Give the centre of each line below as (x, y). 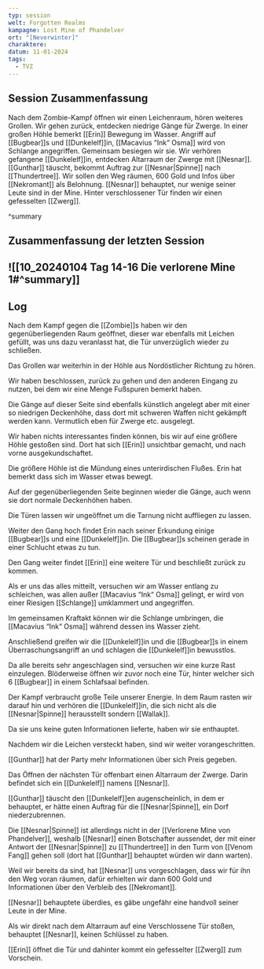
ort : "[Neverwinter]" (44, 37)
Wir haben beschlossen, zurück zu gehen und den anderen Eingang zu (123, 381)
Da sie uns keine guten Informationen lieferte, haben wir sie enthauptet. (124, 729)
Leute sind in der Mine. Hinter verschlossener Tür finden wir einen (115, 193)
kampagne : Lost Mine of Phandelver (66, 30)
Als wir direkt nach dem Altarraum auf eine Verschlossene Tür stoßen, (122, 926)
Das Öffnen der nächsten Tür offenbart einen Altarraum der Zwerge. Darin (128, 775)
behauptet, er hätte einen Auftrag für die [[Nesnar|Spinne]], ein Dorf (119, 807)
